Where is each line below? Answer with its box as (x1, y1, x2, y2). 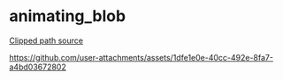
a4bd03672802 (9, 62, 66, 72)
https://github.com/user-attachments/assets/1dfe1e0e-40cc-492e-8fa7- (9, 52, 274, 62)
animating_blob (9, 6, 126, 26)
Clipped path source (9, 35, 84, 46)
